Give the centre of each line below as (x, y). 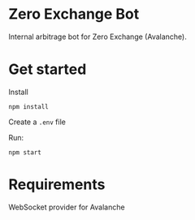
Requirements (57, 185)
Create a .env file (37, 122)
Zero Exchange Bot (74, 14)
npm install (28, 106)
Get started (48, 69)
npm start (25, 152)
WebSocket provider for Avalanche (67, 207)
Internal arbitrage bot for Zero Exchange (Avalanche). (97, 37)
